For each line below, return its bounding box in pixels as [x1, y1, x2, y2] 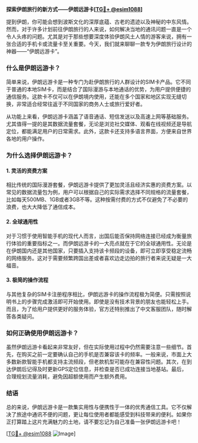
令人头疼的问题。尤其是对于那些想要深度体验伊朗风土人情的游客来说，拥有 [6, 33, 187, 40]
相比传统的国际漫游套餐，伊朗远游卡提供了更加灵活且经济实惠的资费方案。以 [6, 181, 192, 188]
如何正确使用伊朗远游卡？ [6, 329, 79, 337]
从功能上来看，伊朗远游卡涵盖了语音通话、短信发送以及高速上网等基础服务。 [6, 113, 192, 120]
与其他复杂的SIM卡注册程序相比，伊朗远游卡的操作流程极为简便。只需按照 [6, 290, 186, 297]
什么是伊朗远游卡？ [6, 64, 61, 72]
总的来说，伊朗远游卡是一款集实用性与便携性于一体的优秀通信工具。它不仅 [6, 403, 187, 411]
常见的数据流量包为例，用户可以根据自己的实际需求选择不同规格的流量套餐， [6, 189, 192, 196]
